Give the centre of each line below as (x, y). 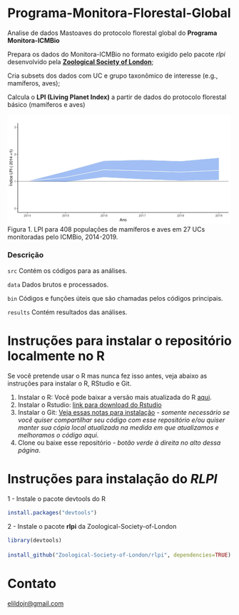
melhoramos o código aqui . (58, 435)
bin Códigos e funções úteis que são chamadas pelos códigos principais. (115, 298)
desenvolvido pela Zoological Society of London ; (81, 61)
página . (29, 450)
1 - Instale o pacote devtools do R (56, 498)
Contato (32, 584)
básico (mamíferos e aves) (46, 104)
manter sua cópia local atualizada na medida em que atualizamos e (118, 427)
